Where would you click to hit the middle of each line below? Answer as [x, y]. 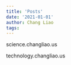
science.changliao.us [32, 45]
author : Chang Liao [30, 22]
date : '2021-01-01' [30, 17]
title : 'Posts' [25, 11]
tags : [13, 28]
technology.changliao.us [36, 56]
